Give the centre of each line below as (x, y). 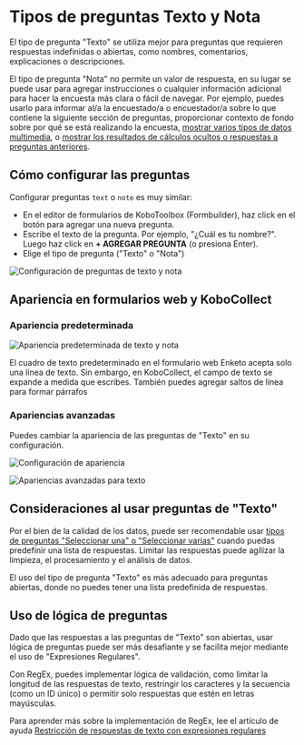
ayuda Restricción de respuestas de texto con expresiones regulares (137, 730)
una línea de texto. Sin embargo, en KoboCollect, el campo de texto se (141, 372)
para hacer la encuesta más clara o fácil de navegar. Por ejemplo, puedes (147, 98)
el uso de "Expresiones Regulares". (75, 657)
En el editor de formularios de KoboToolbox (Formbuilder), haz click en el (159, 215)
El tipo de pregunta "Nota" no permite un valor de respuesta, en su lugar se (151, 78)
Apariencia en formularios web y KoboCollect (141, 300)
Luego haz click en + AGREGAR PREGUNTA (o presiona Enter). (140, 244)
